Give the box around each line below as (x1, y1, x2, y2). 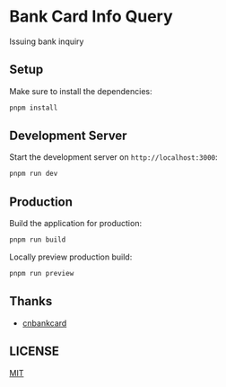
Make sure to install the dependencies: (9, 85, 152, 96)
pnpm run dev (9, 169, 58, 179)
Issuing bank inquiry (9, 36, 84, 47)
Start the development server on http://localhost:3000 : (9, 152, 218, 163)
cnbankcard (22, 317, 67, 329)
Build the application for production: (9, 218, 142, 229)
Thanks (9, 294, 53, 309)
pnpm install (9, 103, 58, 112)
